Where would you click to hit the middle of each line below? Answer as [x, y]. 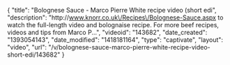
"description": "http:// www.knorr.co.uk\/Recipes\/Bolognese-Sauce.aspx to [115, 17]
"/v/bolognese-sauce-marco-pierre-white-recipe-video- [129, 47]
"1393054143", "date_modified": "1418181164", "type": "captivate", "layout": [115, 40]
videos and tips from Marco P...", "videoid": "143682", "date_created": [107, 32]
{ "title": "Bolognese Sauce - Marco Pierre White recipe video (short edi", [112, 10]
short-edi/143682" [34, 55]
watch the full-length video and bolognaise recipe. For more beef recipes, [113, 25]
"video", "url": [27, 47]
